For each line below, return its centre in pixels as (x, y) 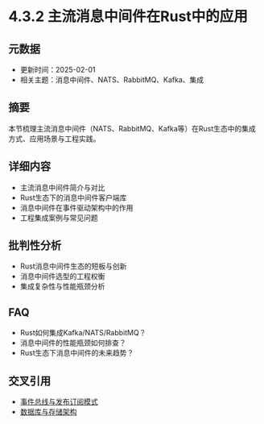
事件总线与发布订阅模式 (59, 402)
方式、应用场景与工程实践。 (54, 139)
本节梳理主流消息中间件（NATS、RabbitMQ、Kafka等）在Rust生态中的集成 (132, 128)
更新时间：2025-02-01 (58, 70)
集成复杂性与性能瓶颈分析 (62, 286)
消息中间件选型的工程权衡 (62, 276)
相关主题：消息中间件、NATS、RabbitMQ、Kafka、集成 (112, 80)
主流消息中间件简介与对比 (62, 187)
